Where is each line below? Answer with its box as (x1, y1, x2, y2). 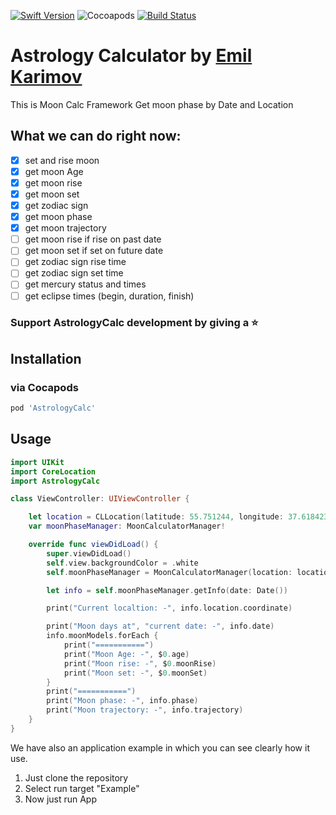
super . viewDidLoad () (46, 548, 132, 559)
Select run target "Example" (24, 782, 140, 794)
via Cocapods (10, 380, 79, 394)
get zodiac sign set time (24, 267, 124, 279)
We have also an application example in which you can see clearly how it (10, 741, 310, 754)
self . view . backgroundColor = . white (46, 558, 199, 568)
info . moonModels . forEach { (46, 631, 159, 641)
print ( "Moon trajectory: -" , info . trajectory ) (46, 705, 244, 715)
